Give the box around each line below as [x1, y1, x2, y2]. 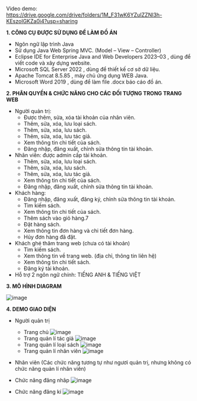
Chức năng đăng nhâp [14, 377, 70, 384]
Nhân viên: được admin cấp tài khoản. [14, 152, 108, 159]
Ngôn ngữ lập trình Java [14, 41, 74, 47]
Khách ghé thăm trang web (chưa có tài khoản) [14, 240, 131, 246]
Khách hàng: [14, 190, 46, 196]
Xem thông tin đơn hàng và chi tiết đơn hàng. [23, 227, 134, 234]
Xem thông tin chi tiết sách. [23, 259, 91, 265]
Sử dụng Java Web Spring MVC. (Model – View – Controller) [14, 47, 161, 54]
